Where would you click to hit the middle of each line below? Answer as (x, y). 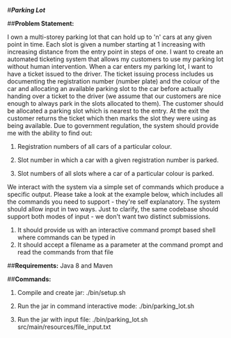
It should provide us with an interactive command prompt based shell (116, 230)
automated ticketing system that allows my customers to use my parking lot (115, 59)
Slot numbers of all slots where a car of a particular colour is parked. (115, 174)
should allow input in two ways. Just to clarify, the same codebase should (113, 209)
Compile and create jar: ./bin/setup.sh (72, 292)
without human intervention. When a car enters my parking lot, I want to (110, 66)
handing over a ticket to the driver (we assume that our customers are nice (114, 96)
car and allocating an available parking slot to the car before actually (105, 89)
